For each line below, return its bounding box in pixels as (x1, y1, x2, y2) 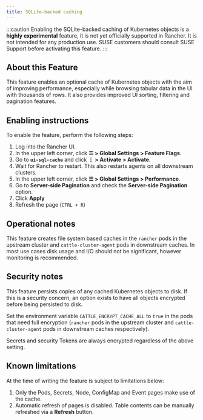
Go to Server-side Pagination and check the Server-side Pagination (15, 182, 188, 189)
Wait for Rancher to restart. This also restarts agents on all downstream (15, 162, 193, 170)
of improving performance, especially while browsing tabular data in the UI (6, 85, 193, 92)
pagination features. (6, 98, 56, 105)
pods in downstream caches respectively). (43, 325, 150, 332)
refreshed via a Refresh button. (15, 408, 94, 415)
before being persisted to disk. (6, 301, 83, 308)
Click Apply (15, 195, 45, 202)
